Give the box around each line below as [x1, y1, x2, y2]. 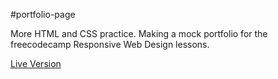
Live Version [10, 58, 62, 69]
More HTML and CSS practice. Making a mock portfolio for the [10, 28, 268, 39]
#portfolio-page [10, 9, 76, 20]
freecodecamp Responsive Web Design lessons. [10, 39, 210, 50]
